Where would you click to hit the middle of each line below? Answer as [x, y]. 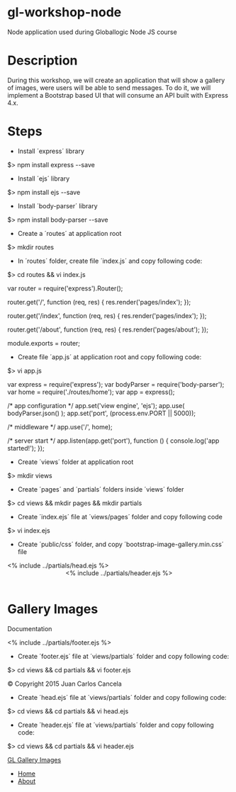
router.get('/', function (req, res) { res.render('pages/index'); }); [99, 302]
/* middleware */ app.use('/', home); [60, 426]
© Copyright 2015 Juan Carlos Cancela [64, 684]
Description [43, 61]
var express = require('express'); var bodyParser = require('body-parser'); [116, 384]
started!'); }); [26, 448]
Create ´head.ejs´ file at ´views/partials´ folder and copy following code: [122, 697]
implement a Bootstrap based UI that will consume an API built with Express [118, 95]
